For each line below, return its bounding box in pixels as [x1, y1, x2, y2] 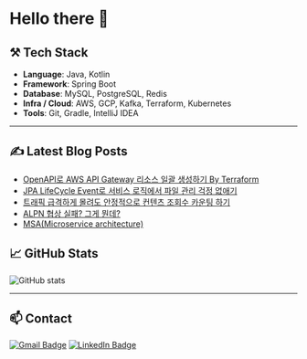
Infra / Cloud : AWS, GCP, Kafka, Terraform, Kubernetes [22, 98, 232, 109]
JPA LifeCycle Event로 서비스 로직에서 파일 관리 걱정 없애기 [22, 185, 238, 195]
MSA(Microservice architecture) [22, 218, 144, 229]
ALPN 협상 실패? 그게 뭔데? [22, 207, 121, 218]
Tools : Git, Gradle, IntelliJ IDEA [22, 108, 139, 118]
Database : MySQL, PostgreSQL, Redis [22, 89, 167, 99]
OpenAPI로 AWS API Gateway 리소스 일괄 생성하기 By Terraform [22, 174, 259, 185]
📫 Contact [9, 311, 73, 327]
